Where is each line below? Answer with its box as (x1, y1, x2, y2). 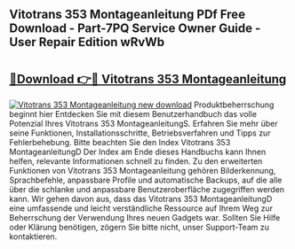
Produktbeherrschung (194, 99, 275, 110)
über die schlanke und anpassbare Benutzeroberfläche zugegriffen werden (9, 184, 285, 194)
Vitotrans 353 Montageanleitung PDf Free (9, 7, 246, 22)
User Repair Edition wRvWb (9, 35, 165, 50)
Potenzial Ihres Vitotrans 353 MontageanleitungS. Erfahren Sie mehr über (9, 119, 278, 128)
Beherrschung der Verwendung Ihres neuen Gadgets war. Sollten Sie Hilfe (9, 213, 281, 222)
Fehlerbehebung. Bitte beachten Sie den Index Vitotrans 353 (9, 137, 231, 147)
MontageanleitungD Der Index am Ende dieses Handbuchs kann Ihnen (9, 146, 267, 157)
